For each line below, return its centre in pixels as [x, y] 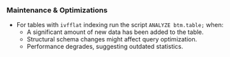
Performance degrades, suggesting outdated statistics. [105, 47]
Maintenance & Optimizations [57, 10]
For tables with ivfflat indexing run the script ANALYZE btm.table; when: [120, 25]
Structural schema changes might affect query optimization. [112, 39]
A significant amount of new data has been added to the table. [115, 32]
